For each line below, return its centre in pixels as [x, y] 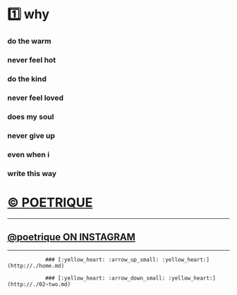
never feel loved [36, 98]
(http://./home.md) [36, 266]
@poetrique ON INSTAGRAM [72, 237]
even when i [29, 154]
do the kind [27, 79]
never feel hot [32, 60]
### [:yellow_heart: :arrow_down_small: [105, 278]
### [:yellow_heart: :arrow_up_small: [102, 260]
